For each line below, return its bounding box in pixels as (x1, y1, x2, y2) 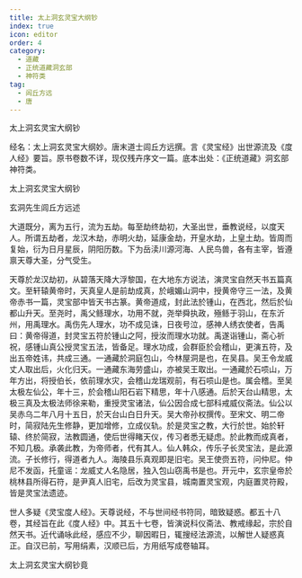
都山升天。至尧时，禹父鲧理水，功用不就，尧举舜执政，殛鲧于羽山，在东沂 (9, 307, 285, 319)
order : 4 (9, 38, 42, 48)
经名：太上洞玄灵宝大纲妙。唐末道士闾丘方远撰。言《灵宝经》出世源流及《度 (9, 141, 293, 153)
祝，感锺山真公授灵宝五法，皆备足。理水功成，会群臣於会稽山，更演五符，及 (9, 342, 293, 352)
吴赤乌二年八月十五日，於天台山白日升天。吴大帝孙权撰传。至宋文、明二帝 (9, 409, 285, 420)
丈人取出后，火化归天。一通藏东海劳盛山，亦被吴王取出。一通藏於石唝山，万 (9, 364, 293, 375)
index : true (9, 22, 54, 31)
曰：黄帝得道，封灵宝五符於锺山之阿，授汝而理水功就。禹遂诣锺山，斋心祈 (9, 330, 285, 342)
